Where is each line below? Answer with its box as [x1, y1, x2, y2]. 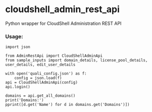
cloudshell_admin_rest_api [5, 4, 120, 15]
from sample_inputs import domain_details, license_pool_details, [5, 58, 148, 63]
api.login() [5, 85, 30, 90]
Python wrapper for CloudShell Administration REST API [5, 20, 122, 26]
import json [5, 45, 30, 50]
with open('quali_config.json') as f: [5, 71, 87, 77]
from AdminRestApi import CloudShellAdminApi [5, 53, 103, 59]
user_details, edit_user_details [5, 62, 76, 67]
